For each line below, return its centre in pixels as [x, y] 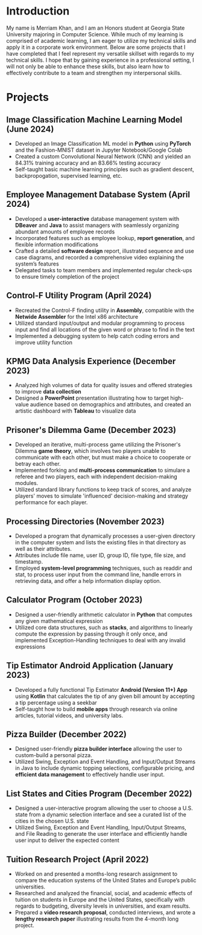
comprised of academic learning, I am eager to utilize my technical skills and [101, 41]
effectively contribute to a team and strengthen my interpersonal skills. [94, 73]
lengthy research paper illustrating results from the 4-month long [97, 919]
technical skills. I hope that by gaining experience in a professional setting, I [100, 60]
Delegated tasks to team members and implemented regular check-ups [103, 270]
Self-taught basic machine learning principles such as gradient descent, [105, 169]
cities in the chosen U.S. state [52, 821]
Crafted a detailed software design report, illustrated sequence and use [104, 251]
